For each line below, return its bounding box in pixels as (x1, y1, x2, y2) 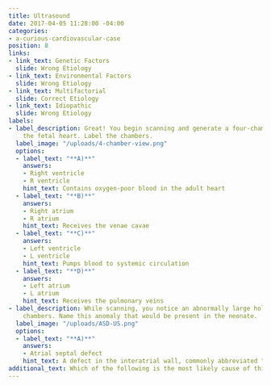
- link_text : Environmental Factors (8, 72, 131, 80)
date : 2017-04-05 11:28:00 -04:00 (8, 19, 125, 27)
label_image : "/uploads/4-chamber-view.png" (15, 139, 168, 148)
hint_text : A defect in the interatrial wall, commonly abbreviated (23, 357, 258, 366)
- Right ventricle (23, 169, 85, 178)
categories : (8, 27, 48, 35)
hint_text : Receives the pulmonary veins (23, 297, 164, 305)
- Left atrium (23, 282, 70, 291)
